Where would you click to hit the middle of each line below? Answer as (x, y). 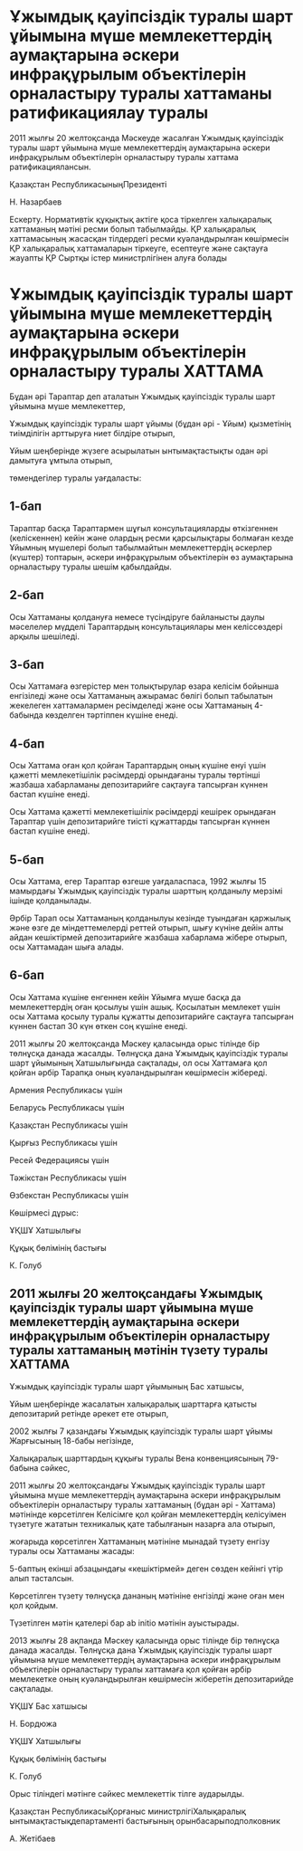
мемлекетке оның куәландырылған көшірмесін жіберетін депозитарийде (151, 1679)
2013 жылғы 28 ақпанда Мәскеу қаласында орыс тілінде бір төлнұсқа (145, 1640)
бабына (24, 1467)
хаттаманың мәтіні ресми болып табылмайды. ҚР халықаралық (133, 229)
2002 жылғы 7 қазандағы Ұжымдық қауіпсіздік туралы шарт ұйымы (141, 1431)
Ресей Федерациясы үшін (59, 1159)
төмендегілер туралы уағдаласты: (76, 478)
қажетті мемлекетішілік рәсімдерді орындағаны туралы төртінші (135, 775)
